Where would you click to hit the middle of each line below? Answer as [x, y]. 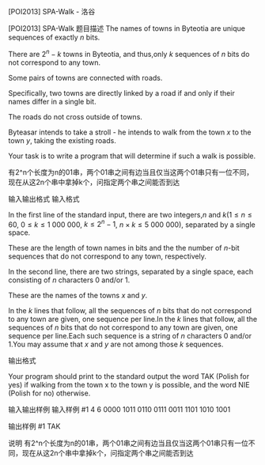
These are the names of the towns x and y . [78, 296]
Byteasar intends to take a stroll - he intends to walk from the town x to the [130, 132]
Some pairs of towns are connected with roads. [85, 77]
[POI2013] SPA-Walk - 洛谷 [52, 11]
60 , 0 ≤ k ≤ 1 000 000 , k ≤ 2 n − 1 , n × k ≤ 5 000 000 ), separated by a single [132, 224]
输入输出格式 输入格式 [44, 198]
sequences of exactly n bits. [54, 37]
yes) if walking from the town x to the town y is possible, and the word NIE [129, 385]
